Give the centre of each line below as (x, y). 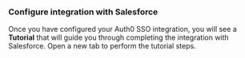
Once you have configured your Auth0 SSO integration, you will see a (123, 29)
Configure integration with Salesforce (83, 12)
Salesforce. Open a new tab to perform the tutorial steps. (102, 46)
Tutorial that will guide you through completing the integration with (119, 37)
